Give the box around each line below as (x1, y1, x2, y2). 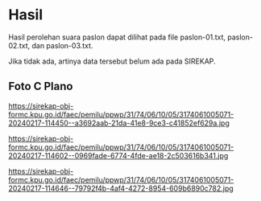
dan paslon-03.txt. (31, 40, 93, 50)
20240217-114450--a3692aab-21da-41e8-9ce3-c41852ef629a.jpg (8, 118, 230, 128)
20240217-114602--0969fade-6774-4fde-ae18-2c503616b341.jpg (8, 150, 229, 160)
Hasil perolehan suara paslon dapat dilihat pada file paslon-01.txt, (8, 32, 226, 42)
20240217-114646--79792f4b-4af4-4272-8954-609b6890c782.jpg (8, 183, 234, 193)
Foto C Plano (8, 80, 73, 93)
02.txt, (8, 40, 31, 50)
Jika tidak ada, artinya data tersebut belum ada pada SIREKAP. (8, 56, 216, 66)
